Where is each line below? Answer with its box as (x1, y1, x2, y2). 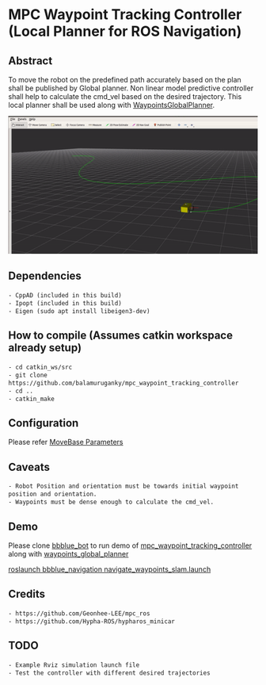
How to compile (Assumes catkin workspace (8, 329, 234, 342)
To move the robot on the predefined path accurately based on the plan (8, 75, 241, 84)
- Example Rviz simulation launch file (8, 660, 140, 669)
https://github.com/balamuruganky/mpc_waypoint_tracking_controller (8, 379, 239, 387)
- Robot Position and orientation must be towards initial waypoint (8, 482, 239, 491)
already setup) (8, 341, 82, 354)
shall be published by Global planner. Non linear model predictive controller (8, 83, 254, 93)
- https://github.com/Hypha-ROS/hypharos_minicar (8, 617, 176, 626)
